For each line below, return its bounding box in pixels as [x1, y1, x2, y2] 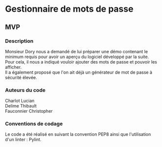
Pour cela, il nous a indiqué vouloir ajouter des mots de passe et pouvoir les [5, 59, 157, 64]
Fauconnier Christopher [5, 108, 53, 114]
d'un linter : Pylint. [5, 137, 41, 143]
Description [5, 38, 34, 44]
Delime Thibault [5, 103, 37, 109]
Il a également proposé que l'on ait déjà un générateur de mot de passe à [5, 69, 153, 75]
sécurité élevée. [5, 74, 38, 80]
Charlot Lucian [5, 98, 35, 104]
